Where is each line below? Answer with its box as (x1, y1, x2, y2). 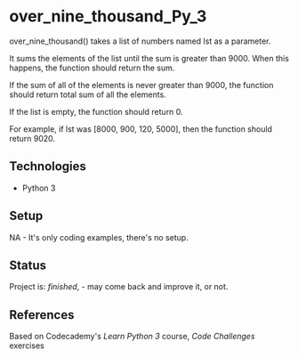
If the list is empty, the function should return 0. (9, 106, 184, 117)
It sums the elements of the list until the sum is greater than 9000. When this (9, 53, 289, 63)
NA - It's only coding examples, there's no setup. (9, 232, 189, 242)
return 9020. (9, 133, 56, 143)
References (9, 307, 75, 322)
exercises (9, 340, 44, 351)
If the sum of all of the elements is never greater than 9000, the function (9, 79, 274, 90)
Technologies (9, 159, 87, 175)
